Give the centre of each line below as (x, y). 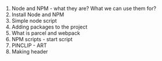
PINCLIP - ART (29, 45)
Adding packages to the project (49, 27)
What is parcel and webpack (46, 33)
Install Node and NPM (38, 15)
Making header (30, 51)
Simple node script (34, 21)
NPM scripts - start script (42, 39)
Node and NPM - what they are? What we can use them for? (84, 8)
